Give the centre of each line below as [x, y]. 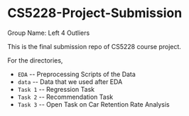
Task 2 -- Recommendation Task [65, 97]
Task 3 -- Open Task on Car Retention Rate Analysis [93, 104]
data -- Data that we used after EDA [70, 81]
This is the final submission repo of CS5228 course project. [94, 46]
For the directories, [35, 60]
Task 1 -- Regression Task [56, 89]
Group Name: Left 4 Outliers [49, 33]
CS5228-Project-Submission [95, 13]
